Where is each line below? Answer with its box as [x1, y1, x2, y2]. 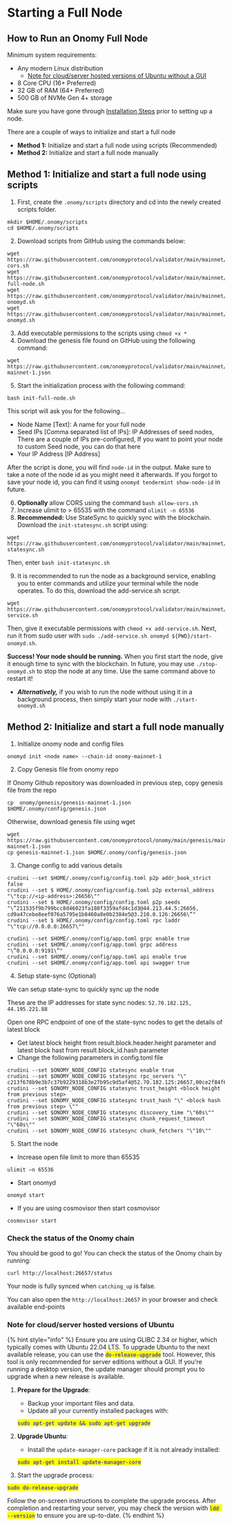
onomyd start [7, 1192, 45, 1199]
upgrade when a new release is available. [7, 1372, 125, 1381]
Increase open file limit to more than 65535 [17, 1153, 140, 1161]
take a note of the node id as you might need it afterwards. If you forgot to [7, 470, 217, 478]
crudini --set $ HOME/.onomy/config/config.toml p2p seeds [7, 899, 181, 906]
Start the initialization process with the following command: [17, 381, 186, 389]
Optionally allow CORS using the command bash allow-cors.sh [17, 499, 199, 507]
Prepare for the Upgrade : [17, 1386, 90, 1394]
